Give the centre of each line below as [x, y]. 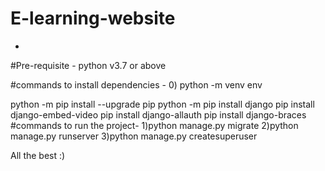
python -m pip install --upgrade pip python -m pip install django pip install [162, 104]
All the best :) [38, 155]
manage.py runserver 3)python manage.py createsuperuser [134, 136]
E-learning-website [93, 18]
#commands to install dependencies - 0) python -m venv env [136, 84]
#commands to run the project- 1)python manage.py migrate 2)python [154, 125]
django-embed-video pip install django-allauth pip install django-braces [158, 114]
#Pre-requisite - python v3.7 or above [88, 65]
